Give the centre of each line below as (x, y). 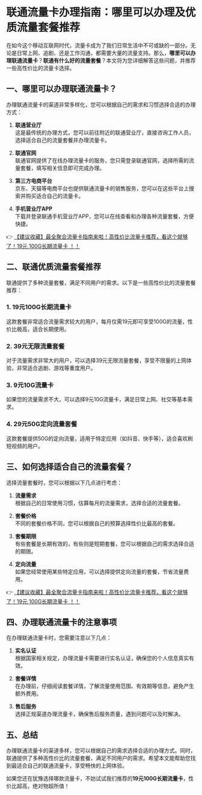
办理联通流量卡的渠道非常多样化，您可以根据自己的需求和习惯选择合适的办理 (101, 104)
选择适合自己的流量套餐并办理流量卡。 (62, 140)
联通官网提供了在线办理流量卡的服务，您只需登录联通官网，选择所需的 (102, 160)
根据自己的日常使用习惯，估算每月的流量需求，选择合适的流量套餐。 (99, 503)
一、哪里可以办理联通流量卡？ (62, 89)
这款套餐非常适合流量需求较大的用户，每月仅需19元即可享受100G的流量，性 (100, 321)
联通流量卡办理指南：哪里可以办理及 (96, 12)
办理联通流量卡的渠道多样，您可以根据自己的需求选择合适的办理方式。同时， (101, 751)
